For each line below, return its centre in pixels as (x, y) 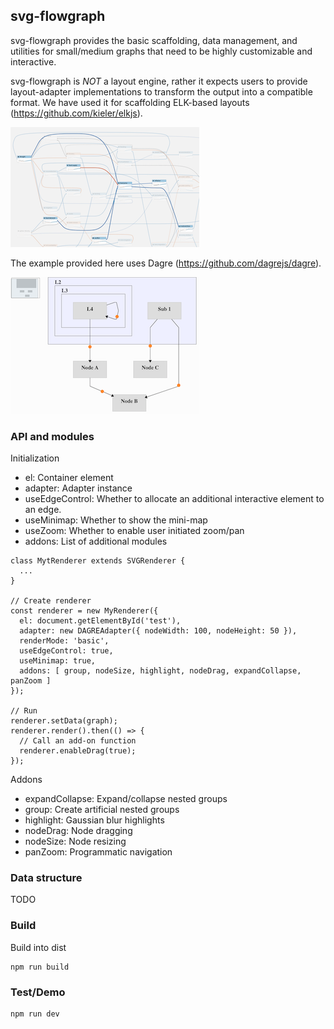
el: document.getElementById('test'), (100, 621)
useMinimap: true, (58, 661)
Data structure (46, 878)
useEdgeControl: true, (66, 651)
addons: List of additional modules (96, 541)
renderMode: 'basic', (64, 641)
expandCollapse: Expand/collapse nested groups (126, 799)
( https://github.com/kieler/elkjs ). (76, 113)
